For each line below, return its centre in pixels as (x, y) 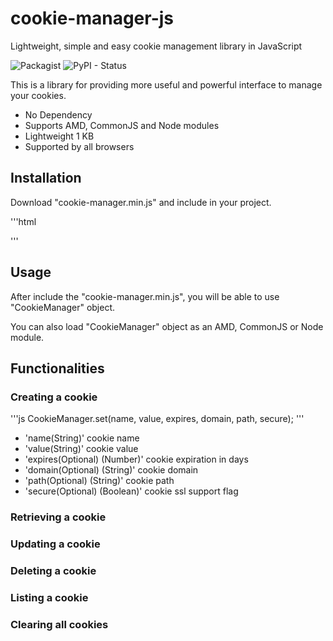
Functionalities (57, 368)
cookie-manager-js (92, 18)
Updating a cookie (55, 544)
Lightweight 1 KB (59, 136)
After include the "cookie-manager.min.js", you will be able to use (145, 296)
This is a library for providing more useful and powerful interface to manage (166, 84)
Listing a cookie (49, 597)
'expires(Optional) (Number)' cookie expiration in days (136, 459)
